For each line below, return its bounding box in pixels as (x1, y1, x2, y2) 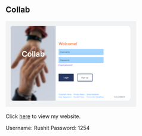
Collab (5, 5, 30, 15)
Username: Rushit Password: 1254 (5, 125, 90, 132)
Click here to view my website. (5, 113, 81, 120)
